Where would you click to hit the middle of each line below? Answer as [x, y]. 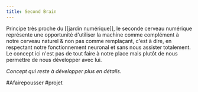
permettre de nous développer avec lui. [54, 60]
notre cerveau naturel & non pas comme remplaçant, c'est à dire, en [89, 41]
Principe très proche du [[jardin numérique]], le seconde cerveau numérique [99, 28]
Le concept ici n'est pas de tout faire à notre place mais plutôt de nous [92, 53]
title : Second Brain [32, 11]
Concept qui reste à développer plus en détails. [64, 71]
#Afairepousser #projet [35, 83]
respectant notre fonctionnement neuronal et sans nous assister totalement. [98, 47]
